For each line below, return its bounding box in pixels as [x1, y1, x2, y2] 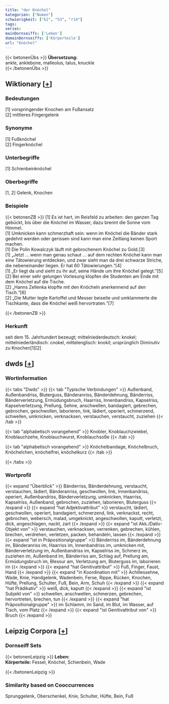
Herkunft [5, 322, 28, 329]
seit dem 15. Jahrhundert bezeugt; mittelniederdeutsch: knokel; [5, 334, 137, 340]
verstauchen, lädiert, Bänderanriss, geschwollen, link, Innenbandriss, [5, 488, 149, 494]
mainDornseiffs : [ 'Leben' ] [5, 31, 62, 36]
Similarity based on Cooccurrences [5, 681, 94, 688]
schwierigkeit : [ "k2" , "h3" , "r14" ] [5, 17, 82, 22]
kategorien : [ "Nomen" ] [5, 12, 53, 17]
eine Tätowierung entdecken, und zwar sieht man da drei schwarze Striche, [5, 257, 163, 263]
